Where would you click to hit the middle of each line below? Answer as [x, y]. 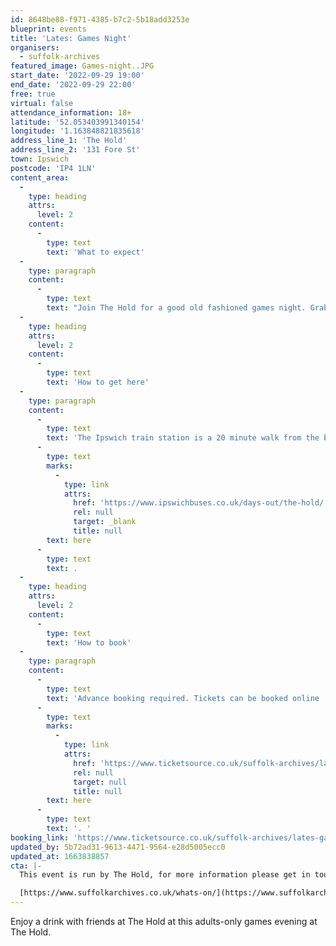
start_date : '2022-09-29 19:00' [77, 76]
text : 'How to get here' [98, 382]
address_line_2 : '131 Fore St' [75, 150]
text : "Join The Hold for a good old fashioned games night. [176, 308]
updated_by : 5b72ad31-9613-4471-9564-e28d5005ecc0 [118, 847]
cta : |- [26, 866]
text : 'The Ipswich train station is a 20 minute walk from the [183, 438]
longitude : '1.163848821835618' [77, 131]
